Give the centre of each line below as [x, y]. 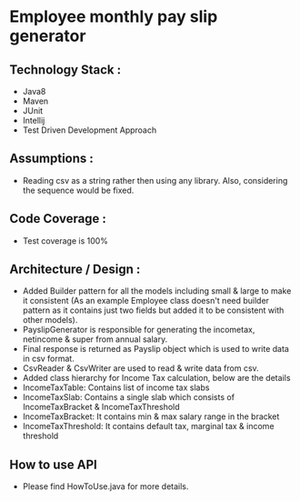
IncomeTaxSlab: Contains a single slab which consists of [128, 397]
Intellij [34, 120]
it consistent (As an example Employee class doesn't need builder [146, 301]
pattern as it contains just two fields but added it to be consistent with [153, 310]
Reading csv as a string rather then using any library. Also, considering [155, 180]
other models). [50, 320]
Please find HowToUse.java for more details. [105, 486]
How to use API [53, 464]
